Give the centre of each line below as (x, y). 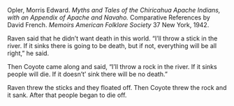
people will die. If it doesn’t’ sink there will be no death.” (87, 74)
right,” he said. (28, 53)
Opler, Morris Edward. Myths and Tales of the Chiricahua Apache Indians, (114, 10)
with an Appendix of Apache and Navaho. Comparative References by (109, 17)
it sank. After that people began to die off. (67, 95)
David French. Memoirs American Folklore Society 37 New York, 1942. (108, 25)
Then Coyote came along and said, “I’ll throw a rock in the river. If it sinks (112, 67)
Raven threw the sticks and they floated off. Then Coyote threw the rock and (117, 88)
